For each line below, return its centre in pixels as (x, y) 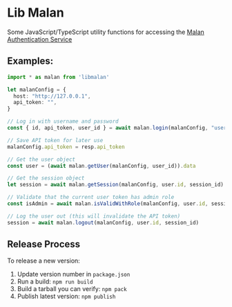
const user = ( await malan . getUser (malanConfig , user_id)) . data (101, 166)
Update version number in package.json (74, 274)
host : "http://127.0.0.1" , (52, 96)
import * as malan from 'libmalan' (58, 77)
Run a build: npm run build (55, 281)
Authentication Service (40, 39)
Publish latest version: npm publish (66, 297)
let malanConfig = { (37, 89)
